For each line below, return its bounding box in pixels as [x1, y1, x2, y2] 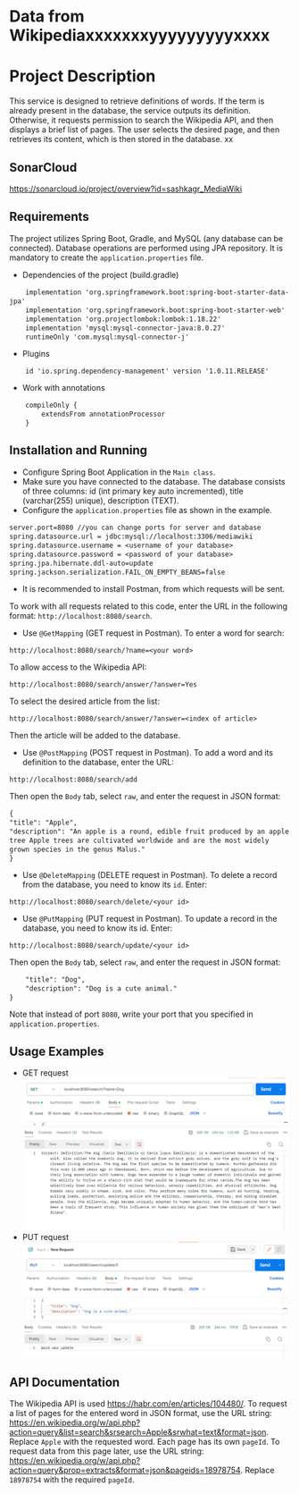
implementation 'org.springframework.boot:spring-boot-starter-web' [25, 306, 286, 315]
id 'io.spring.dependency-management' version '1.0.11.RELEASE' [25, 367, 270, 376]
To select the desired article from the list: [9, 696, 161, 706]
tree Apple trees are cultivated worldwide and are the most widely [9, 836, 270, 845]
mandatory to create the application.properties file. [9, 252, 204, 263]
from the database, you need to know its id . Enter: [21, 879, 208, 890]
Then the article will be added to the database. [9, 730, 181, 740]
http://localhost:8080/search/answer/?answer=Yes [9, 679, 198, 689]
